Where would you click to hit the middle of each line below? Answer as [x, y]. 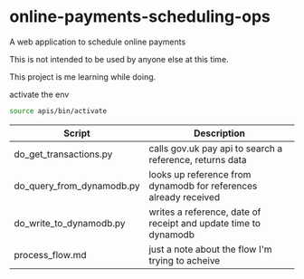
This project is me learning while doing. [83, 77]
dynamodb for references [203, 186]
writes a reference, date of [205, 212]
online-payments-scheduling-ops [140, 17]
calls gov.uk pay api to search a [216, 149]
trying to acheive [185, 260]
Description [220, 133]
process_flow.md [51, 255]
